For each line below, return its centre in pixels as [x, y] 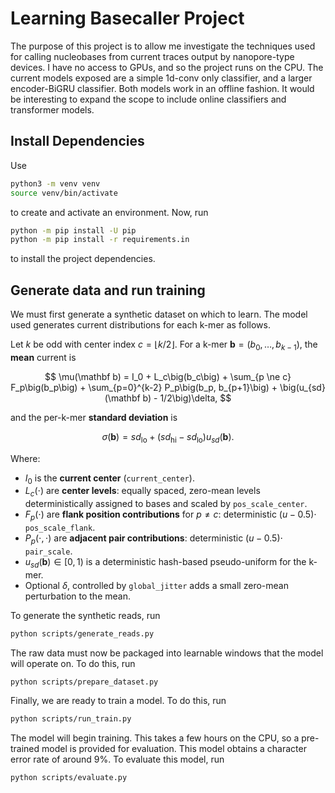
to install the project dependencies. [83, 259]
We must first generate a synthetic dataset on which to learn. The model [159, 314]
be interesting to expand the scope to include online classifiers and [148, 99]
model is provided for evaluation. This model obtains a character [174, 749]
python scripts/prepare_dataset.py [84, 682]
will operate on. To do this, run [73, 663]
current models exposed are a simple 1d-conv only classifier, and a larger [161, 78]
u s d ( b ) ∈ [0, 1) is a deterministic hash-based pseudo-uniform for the [165, 562]
